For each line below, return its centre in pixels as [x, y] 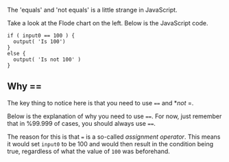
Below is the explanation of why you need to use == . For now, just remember [114, 116]
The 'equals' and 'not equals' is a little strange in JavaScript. [92, 10]
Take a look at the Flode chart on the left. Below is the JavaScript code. [108, 23]
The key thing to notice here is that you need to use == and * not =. [100, 103]
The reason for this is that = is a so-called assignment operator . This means [114, 137]
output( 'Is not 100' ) [47, 59]
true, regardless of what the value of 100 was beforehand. [88, 151]
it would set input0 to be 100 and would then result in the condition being [110, 144]
